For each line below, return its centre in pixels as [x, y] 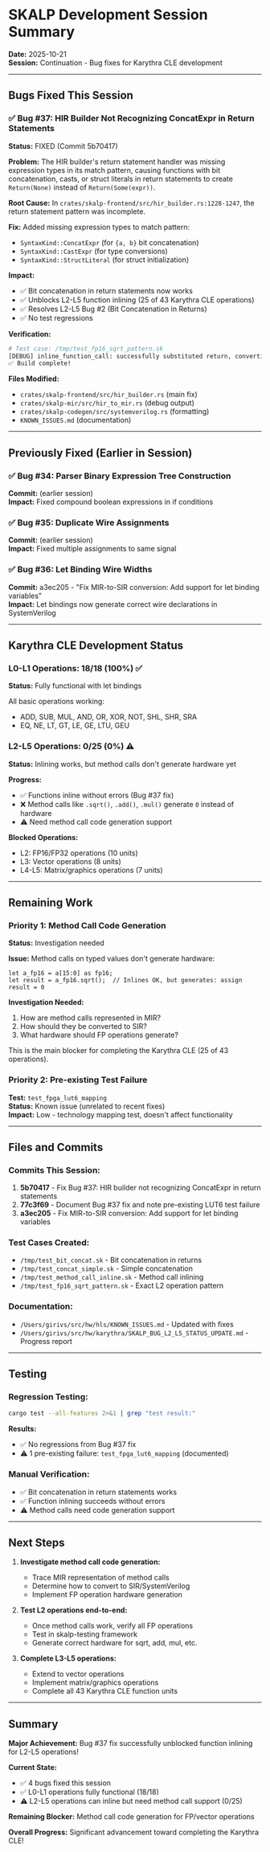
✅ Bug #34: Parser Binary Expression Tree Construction [120, 476]
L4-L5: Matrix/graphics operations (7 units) [91, 870]
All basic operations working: [56, 702]
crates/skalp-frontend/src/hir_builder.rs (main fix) [109, 395]
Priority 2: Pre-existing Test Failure [78, 1080]
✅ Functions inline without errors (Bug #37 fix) [97, 795]
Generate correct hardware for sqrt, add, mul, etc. [115, 1643]
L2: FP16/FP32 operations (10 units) [79, 853]
